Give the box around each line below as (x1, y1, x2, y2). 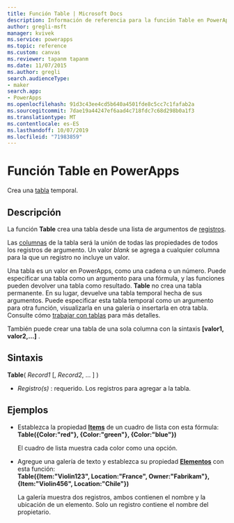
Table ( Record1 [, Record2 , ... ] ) (7, 370, 99, 379)
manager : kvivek (7, 29, 54, 37)
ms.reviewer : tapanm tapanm (7, 56, 89, 63)
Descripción (7, 206, 61, 218)
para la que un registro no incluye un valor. (7, 253, 130, 261)
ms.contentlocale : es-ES (7, 120, 79, 127)
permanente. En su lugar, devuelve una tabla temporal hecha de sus (7, 289, 203, 297)
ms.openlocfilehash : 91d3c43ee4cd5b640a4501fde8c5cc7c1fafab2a (7, 101, 195, 108)
